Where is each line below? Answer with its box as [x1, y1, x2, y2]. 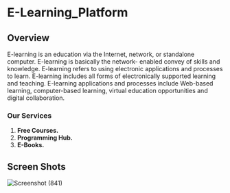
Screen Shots [7, 161, 67, 172]
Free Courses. [16, 127, 59, 135]
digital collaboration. [7, 94, 65, 102]
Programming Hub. [16, 133, 73, 142]
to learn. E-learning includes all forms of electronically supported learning [7, 72, 216, 80]
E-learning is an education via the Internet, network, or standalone [7, 50, 195, 58]
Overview [7, 32, 50, 44]
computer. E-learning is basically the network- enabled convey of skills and [7, 57, 220, 66]
